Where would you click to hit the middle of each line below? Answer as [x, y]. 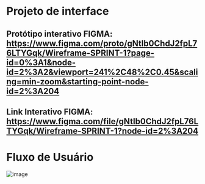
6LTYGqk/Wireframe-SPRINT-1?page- [80, 53]
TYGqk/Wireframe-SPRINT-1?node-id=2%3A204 [103, 131]
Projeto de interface [58, 11]
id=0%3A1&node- [41, 62]
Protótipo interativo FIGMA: [59, 34]
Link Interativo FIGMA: [50, 112]
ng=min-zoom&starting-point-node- [77, 82]
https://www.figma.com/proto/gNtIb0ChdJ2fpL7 [102, 43]
